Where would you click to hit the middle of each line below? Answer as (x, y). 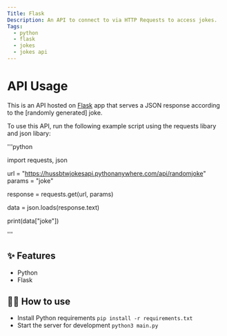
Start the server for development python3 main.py (88, 326)
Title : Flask (26, 13)
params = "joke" (30, 181)
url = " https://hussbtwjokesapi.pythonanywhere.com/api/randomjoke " (107, 173)
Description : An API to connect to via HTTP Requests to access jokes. (112, 20)
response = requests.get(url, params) (60, 194)
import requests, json (37, 160)
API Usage (38, 86)
